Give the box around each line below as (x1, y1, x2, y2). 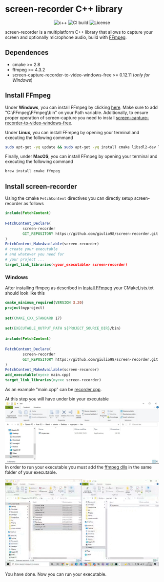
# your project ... (5, 257, 45, 262)
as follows (23, 201, 44, 207)
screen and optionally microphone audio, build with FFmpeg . (5, 34, 127, 40)
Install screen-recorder (5, 182, 77, 190)
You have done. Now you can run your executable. (5, 571, 107, 577)
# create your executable (5, 247, 58, 252)
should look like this (5, 290, 45, 296)
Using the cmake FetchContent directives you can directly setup (5, 195, 133, 201)
